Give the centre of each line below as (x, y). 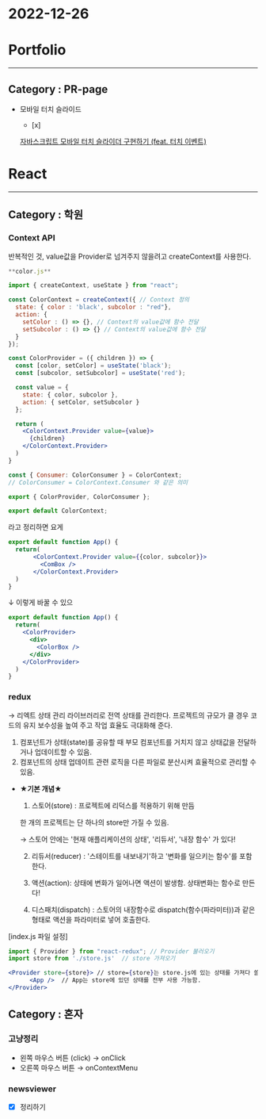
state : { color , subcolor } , (70, 395)
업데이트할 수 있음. (63, 752)
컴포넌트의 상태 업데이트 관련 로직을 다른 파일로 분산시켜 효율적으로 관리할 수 (138, 761)
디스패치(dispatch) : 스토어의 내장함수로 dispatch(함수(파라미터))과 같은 (143, 910)
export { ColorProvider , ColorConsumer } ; (79, 496)
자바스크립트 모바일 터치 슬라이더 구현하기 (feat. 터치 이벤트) (113, 141)
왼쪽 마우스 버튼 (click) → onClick (73, 1058)
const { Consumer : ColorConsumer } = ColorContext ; (95, 475)
